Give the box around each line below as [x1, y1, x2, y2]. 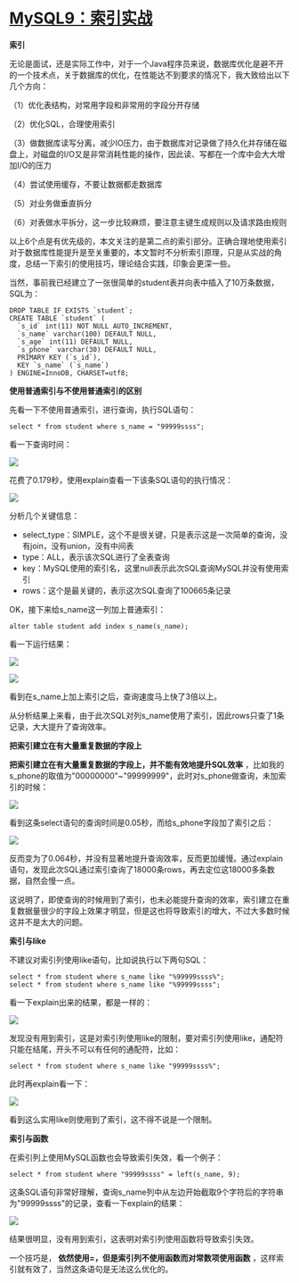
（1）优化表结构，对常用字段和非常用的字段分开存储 [9, 99, 200, 110]
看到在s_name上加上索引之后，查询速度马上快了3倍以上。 [9, 691, 222, 702]
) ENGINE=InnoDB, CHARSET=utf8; [9, 368, 129, 378]
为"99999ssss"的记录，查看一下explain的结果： [9, 1197, 185, 1208]
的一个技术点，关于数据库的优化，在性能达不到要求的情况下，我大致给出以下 [9, 69, 290, 80]
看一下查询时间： [9, 438, 72, 449]
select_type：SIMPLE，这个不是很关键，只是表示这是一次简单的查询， [21, 529, 280, 540]
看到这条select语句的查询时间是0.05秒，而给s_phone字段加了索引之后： [9, 817, 274, 828]
